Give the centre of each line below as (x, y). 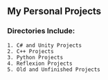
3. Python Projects (35, 57)
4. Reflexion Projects (40, 63)
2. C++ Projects (30, 51)
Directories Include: (41, 31)
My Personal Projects (54, 11)
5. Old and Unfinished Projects (54, 69)
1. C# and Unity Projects (44, 45)
